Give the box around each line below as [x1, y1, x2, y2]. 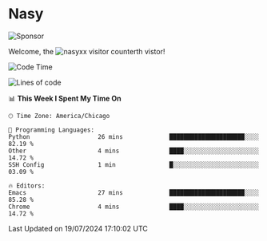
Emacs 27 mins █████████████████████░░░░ [8, 188, 260, 196]
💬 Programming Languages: [8, 125, 94, 134]
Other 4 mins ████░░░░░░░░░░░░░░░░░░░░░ [8, 147, 260, 155]
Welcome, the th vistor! [8, 46, 165, 56]
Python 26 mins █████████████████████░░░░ [8, 132, 260, 140]
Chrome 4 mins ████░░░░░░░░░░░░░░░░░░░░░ [8, 203, 260, 211]
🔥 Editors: [8, 181, 46, 190]
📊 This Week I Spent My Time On [8, 93, 122, 103]
